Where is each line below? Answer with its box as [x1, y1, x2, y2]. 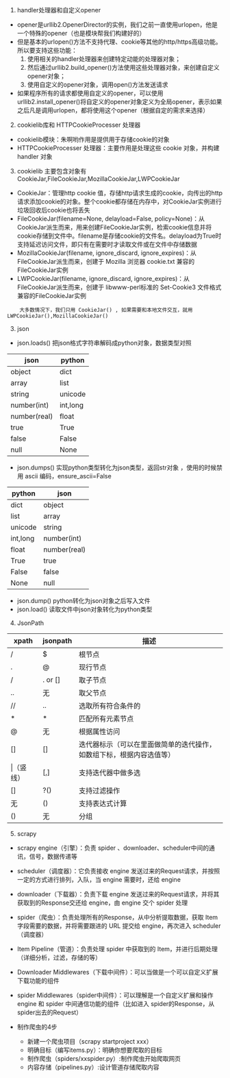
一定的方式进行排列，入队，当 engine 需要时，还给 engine [16, 876, 181, 883]
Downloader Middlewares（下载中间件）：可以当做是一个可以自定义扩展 [16, 968, 218, 976]
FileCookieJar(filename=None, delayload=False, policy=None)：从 [16, 215, 205, 223]
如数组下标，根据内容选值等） [78, 750, 175, 759]
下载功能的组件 [16, 977, 60, 985]
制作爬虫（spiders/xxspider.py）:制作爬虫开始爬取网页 [27, 1055, 181, 1062]
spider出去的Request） [16, 1008, 83, 1016]
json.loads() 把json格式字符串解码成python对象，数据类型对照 [16, 339, 192, 347]
